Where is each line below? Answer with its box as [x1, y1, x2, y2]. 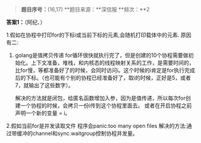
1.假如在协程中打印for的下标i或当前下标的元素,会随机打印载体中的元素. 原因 [6, 31, 191, 38]
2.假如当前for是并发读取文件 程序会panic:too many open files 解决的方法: [6, 123, 187, 129]
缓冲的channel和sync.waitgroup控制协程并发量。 [16, 130, 138, 137]
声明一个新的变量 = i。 [14, 109, 71, 117]
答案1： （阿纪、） [6, 19, 46, 26]
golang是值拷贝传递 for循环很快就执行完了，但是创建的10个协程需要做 [14, 52, 188, 59]
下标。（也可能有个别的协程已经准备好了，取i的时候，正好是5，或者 [25, 75, 191, 81]
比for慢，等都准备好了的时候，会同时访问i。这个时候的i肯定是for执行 [14, 67, 185, 74]
